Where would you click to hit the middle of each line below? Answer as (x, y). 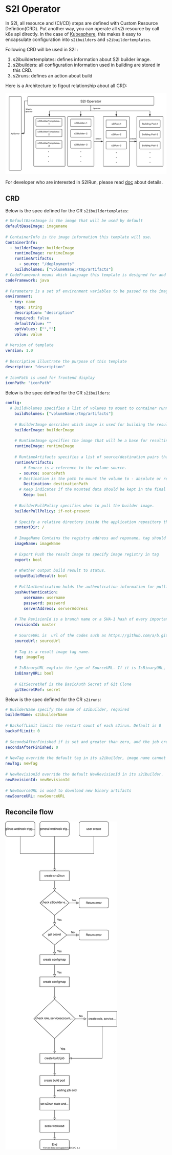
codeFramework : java (27, 280)
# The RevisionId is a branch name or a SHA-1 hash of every (81, 619)
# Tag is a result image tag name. (52, 652)
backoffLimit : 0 (23, 731)
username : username (45, 598)
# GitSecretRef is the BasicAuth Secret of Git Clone (73, 684)
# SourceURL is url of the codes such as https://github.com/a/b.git (91, 635)
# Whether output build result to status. (60, 571)
